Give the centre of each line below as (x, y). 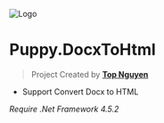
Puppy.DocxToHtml (82, 50)
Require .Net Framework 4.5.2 (64, 109)
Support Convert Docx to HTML (80, 91)
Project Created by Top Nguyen (90, 74)
